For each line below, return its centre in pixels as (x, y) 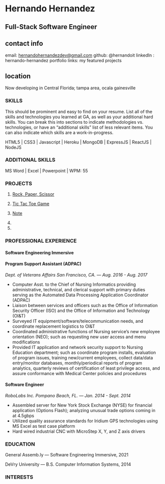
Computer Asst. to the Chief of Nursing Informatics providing (74, 284)
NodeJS (13, 147)
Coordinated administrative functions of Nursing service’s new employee (86, 331)
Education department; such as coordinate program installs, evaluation (84, 352)
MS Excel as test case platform (44, 426)
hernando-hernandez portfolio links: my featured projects (64, 61)
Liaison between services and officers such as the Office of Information (85, 305)
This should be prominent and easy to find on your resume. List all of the (79, 111)
